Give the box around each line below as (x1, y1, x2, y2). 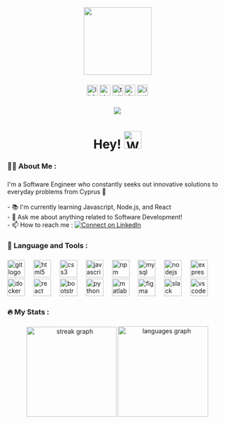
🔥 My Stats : (7, 307, 50, 316)
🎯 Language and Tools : (7, 240, 89, 250)
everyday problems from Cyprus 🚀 (7, 187, 107, 196)
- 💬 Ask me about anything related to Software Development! (7, 212, 183, 221)
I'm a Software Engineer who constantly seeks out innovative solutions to (7, 180, 219, 188)
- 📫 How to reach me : (7, 220, 73, 229)
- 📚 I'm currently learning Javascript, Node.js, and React (7, 203, 172, 211)
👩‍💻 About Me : (7, 161, 57, 170)
